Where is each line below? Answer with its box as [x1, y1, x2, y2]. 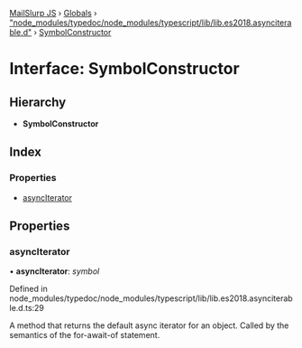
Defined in [9, 284, 48, 295]
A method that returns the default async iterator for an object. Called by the [9, 320, 289, 331]
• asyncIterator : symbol [9, 266, 100, 277]
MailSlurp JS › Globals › [9, 8, 97, 18]
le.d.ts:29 [9, 303, 45, 314]
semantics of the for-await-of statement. [9, 330, 160, 341]
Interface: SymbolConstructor [9, 59, 241, 80]
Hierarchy [9, 94, 67, 109]
